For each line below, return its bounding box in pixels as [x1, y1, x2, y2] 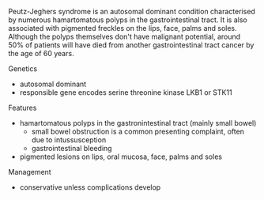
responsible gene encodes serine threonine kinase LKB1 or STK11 [19, 88, 232, 97]
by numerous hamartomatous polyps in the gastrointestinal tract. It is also [8, 15, 247, 25]
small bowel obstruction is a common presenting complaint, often [31, 126, 245, 136]
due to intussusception [31, 135, 107, 145]
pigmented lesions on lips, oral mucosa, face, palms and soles [19, 152, 223, 161]
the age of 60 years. [8, 49, 74, 58]
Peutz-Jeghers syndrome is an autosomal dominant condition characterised [8, 7, 255, 16]
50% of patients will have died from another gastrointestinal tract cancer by [8, 40, 255, 50]
